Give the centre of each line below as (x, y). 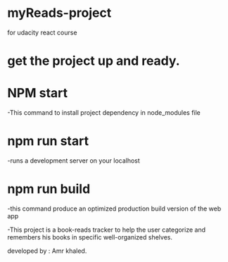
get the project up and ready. (94, 61)
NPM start (38, 93)
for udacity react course (42, 32)
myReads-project (59, 13)
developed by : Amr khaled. (47, 251)
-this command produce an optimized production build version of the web (114, 208)
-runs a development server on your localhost (74, 161)
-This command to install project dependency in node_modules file (104, 113)
